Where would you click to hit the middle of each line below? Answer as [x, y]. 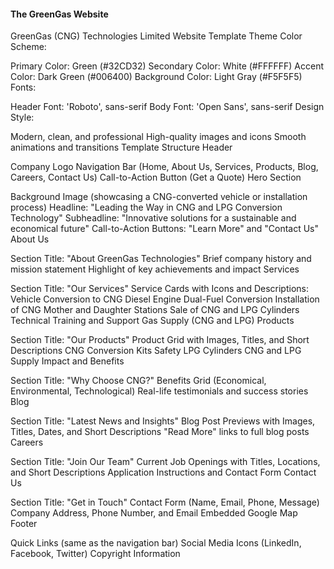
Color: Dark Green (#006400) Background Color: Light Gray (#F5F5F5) [156, 77]
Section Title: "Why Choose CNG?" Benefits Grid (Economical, [138, 381]
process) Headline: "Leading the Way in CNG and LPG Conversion [146, 207]
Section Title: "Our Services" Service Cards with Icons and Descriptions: [159, 289]
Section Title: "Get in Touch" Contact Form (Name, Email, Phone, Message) [165, 502]
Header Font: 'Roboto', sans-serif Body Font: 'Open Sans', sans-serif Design [167, 107]
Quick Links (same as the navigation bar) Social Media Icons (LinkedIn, [156, 543]
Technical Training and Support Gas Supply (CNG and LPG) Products [152, 321]
